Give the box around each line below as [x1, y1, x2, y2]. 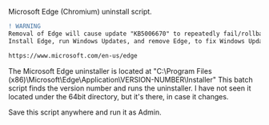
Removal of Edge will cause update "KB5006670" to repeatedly [8, 30, 220, 38]
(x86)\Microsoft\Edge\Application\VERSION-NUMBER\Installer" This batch [8, 75, 254, 84]
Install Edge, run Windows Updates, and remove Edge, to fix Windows [8, 37, 246, 45]
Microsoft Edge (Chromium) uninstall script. [8, 7, 152, 16]
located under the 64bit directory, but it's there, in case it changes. [8, 91, 229, 101]
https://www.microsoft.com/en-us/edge [8, 51, 138, 59]
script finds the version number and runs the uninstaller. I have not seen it [8, 83, 251, 93]
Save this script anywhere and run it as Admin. [8, 107, 162, 117]
